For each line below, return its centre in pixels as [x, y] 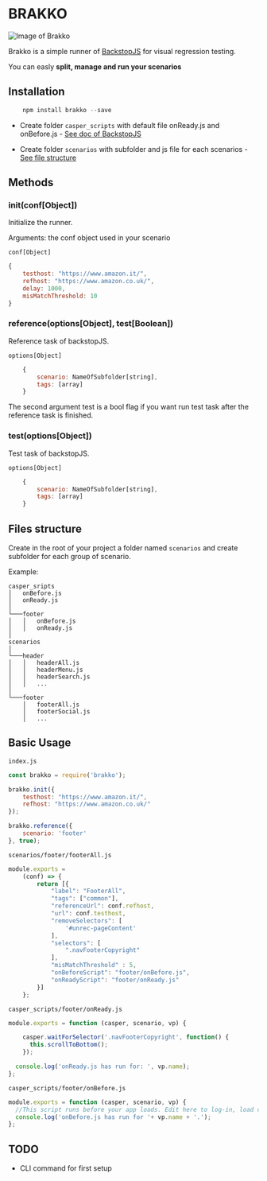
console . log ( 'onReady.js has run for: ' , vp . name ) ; [103, 1066]
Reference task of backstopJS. [59, 341]
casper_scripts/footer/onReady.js [66, 1009]
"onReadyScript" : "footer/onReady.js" [115, 980]
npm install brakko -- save [67, 110]
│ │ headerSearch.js [49, 677]
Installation [37, 92]
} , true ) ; [25, 841]
